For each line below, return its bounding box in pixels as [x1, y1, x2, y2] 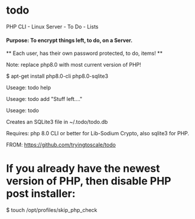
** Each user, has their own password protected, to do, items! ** [6, 50, 163, 57]
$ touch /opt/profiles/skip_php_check [6, 207, 97, 214]
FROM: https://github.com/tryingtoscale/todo [6, 141, 116, 148]
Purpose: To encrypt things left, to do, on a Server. [6, 37, 133, 44]
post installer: [6, 187, 76, 201]
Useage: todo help [6, 84, 51, 91]
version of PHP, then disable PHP [6, 175, 171, 188]
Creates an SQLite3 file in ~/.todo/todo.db [6, 119, 108, 126]
